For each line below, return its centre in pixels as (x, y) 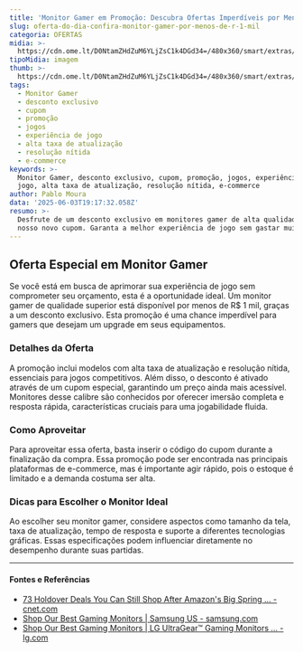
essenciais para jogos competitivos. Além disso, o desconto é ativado (139, 377)
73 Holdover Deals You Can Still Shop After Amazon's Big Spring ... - (150, 600)
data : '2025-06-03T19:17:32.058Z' (74, 203)
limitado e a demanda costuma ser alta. (83, 478)
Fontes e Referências (50, 579)
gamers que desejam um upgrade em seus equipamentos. (118, 325)
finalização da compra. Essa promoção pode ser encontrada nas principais (149, 458)
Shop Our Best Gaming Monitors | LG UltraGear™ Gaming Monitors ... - (153, 628)
